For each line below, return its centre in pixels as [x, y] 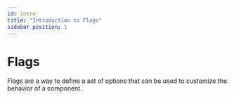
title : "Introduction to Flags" [54, 20]
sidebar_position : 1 [38, 27]
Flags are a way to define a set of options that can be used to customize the [117, 81]
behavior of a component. [45, 88]
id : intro [22, 14]
